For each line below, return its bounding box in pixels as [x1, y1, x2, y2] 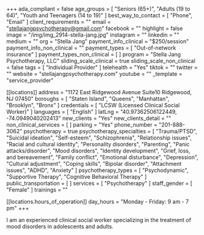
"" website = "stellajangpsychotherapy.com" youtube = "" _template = [6, 70, 183, 77]
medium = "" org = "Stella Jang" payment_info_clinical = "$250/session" [6, 38, 189, 45]
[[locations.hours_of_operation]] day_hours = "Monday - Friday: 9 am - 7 [6, 198, 189, 205]
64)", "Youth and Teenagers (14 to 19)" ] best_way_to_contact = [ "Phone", [6, 12, 192, 19]
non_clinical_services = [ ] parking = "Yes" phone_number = [6, 121, 158, 128]
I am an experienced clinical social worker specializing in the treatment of [6, 217, 191, 223]
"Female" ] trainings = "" [6, 186, 68, 193]
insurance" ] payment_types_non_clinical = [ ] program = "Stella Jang [6, 51, 181, 58]
